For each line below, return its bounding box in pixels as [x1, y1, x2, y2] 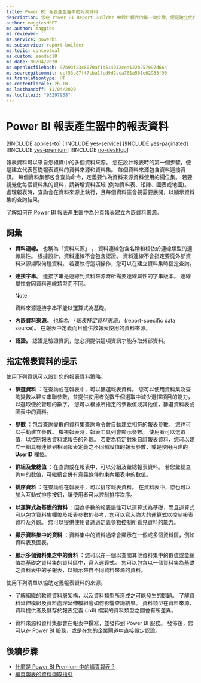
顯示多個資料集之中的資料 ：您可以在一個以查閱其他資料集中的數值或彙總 [14, 552, 195, 559]
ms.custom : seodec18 [6, 53, 58, 59]
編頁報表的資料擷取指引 [14, 670, 73, 678]
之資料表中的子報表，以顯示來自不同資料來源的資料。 [14, 566, 147, 574]
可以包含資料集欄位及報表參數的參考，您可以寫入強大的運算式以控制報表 [14, 512, 193, 519]
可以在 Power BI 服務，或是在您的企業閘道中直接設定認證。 [14, 627, 161, 634]
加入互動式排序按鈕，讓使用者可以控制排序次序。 [14, 491, 136, 498]
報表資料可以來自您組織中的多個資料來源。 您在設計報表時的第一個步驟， [6, 158, 186, 166]
